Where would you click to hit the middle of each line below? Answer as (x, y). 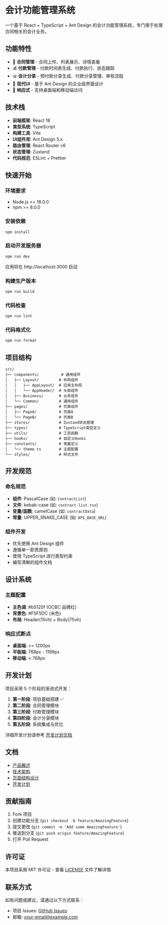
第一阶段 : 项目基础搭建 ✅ (38, 699)
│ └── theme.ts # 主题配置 (42, 449)
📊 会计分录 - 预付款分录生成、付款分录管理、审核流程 (68, 76)
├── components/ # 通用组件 (43, 375)
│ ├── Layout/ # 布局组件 (42, 380)
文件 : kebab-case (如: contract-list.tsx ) (55, 505)
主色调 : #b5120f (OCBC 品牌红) (44, 607)
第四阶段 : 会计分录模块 (35, 718)
